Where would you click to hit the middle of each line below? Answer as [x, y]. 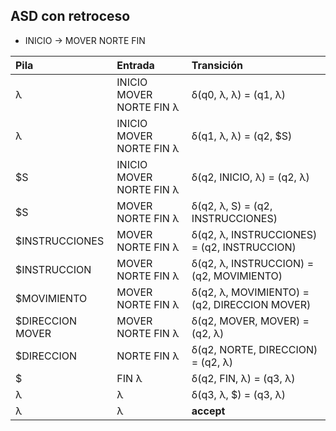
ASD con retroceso [70, 16]
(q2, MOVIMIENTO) [237, 276]
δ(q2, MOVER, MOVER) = [250, 321]
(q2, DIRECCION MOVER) [251, 304]
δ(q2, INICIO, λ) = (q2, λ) [250, 177]
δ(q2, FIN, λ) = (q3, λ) [243, 378]
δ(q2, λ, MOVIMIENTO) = [250, 292]
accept [208, 411]
